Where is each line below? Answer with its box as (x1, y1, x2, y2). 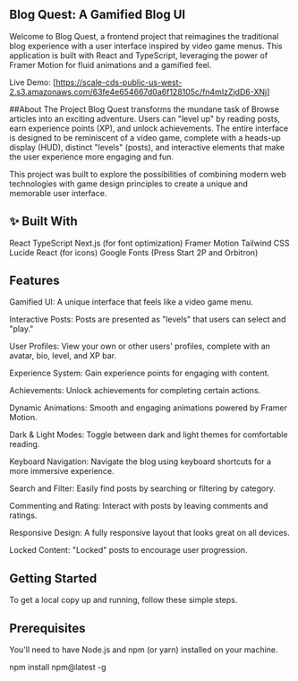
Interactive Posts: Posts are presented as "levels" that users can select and (9, 314, 286, 325)
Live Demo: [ (9, 76, 56, 88)
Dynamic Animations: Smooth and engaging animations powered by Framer (9, 402, 288, 413)
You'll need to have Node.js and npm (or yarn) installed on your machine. (9, 644, 279, 655)
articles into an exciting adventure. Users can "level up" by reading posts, (9, 113, 280, 124)
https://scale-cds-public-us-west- (55, 76, 183, 88)
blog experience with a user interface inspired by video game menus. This (9, 40, 283, 51)
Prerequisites (9, 620, 86, 635)
